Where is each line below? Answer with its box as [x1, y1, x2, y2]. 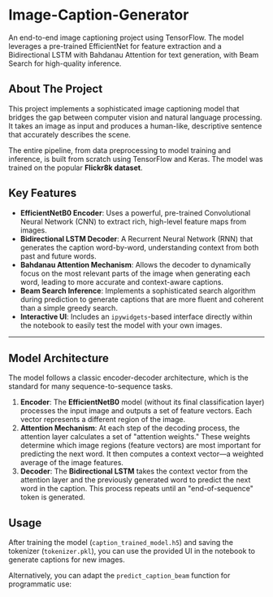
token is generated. [19, 492, 85, 502]
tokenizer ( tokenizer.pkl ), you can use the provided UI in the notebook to [8, 547, 256, 556]
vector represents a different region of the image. [19, 415, 186, 425]
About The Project [8, 82, 103, 96]
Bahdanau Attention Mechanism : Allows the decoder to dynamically [19, 259, 252, 269]
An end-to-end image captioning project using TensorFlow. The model [8, 33, 245, 42]
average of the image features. [19, 458, 124, 468]
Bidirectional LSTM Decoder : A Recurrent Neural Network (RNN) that [19, 233, 253, 243]
